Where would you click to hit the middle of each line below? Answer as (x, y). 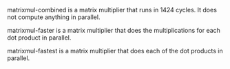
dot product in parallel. (39, 38)
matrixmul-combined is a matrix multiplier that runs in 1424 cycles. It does (112, 10)
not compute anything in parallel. (54, 17)
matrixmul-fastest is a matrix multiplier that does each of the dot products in (115, 51)
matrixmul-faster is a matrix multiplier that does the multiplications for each (114, 30)
